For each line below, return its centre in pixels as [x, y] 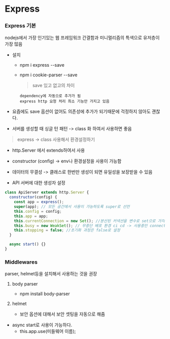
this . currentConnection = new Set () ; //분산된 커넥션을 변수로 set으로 [85, 221]
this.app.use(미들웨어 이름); [48, 331]
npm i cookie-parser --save [48, 75]
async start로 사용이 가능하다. [42, 325]
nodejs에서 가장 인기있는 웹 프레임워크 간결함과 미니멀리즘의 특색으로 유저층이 [82, 38]
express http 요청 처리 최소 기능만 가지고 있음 [64, 102]
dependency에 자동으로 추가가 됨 [50, 96]
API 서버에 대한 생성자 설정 [39, 183]
